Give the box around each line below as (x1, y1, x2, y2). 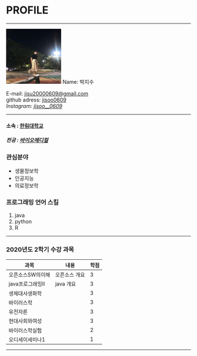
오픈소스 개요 (55, 271, 85, 279)
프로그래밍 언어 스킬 (6, 198, 59, 206)
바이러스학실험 (8, 327, 42, 334)
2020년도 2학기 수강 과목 (6, 246, 74, 254)
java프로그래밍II (8, 280, 45, 287)
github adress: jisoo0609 (6, 96, 67, 103)
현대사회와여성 (8, 317, 42, 324)
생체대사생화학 (8, 290, 42, 297)
